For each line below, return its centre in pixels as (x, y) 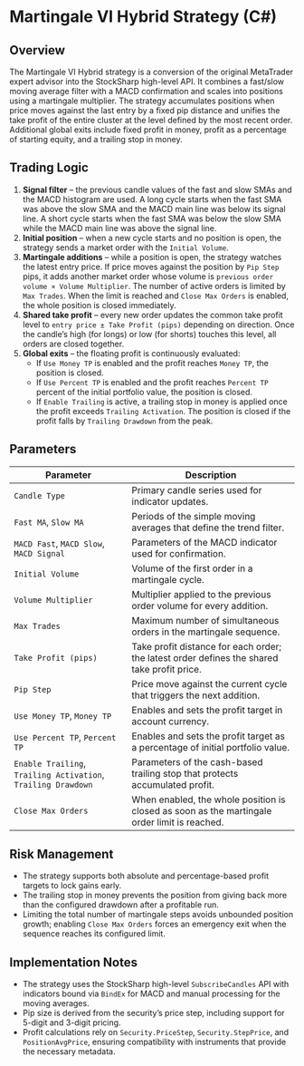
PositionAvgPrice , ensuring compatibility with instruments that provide (154, 1042)
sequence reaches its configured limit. (94, 934)
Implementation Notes (74, 962)
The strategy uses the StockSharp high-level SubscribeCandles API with (156, 984)
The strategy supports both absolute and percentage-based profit (146, 876)
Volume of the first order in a (192, 568)
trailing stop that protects (185, 773)
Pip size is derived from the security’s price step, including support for (153, 1013)
